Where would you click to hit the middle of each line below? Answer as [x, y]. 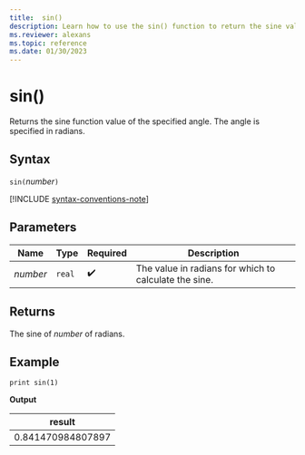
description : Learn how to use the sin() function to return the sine [146, 26]
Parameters [43, 227]
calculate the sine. [174, 279]
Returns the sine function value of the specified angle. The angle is [135, 121]
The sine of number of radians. [67, 334]
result [62, 422]
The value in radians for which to [206, 268]
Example [34, 362]
